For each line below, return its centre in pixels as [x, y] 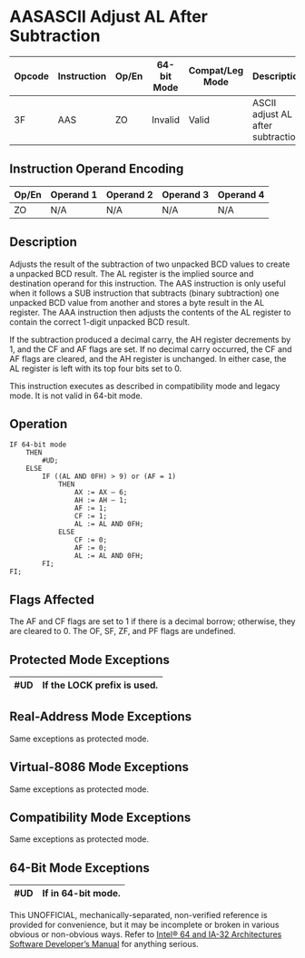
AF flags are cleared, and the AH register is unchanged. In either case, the [148, 358]
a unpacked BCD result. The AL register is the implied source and [132, 273]
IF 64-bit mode [38, 445]
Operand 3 [185, 194]
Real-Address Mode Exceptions [101, 717]
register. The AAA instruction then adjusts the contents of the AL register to [150, 312]
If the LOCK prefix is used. [100, 685]
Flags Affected [52, 599]
